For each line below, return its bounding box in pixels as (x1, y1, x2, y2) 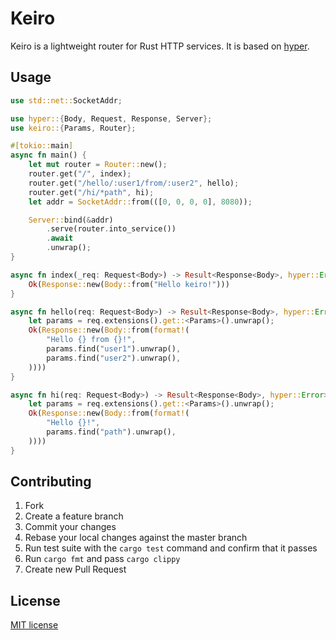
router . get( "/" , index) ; (28, 169, 132, 179)
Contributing (10, 473, 92, 491)
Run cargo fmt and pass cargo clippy (24, 553, 181, 565)
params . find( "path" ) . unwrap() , (46, 427, 177, 437)
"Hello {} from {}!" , (46, 335, 137, 345)
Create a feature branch (24, 510, 124, 522)
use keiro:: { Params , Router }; (10, 123, 137, 133)
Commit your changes (24, 521, 117, 533)
